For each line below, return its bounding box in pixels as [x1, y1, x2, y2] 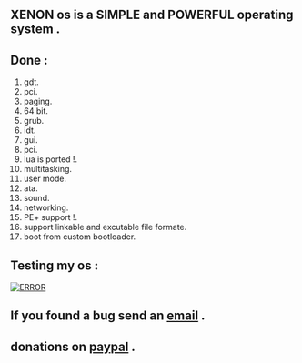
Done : [10, 52, 48, 67]
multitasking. [23, 164, 72, 175]
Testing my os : [10, 257, 99, 273]
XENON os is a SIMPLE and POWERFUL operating [10, 7, 294, 23]
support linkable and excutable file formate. [23, 222, 187, 233]
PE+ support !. [23, 212, 78, 223]
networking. [23, 202, 69, 213]
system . [10, 22, 61, 37]
